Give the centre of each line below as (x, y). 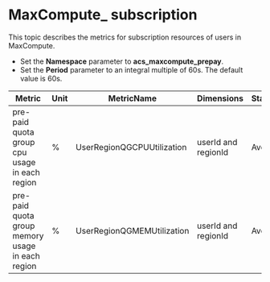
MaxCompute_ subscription (103, 15)
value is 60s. (41, 78)
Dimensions (220, 98)
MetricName (132, 98)
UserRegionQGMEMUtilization (133, 230)
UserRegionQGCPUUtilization (131, 147)
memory (28, 235)
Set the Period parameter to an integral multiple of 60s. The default (131, 69)
